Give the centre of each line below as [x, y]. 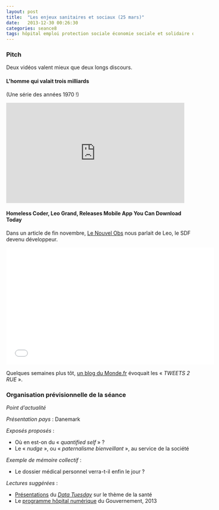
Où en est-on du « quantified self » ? [60, 442]
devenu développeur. [32, 239]
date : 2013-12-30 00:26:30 [42, 23]
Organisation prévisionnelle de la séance [66, 395]
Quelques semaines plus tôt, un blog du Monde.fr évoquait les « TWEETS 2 [98, 373]
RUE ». [14, 379]
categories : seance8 [32, 28]
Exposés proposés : [30, 431]
